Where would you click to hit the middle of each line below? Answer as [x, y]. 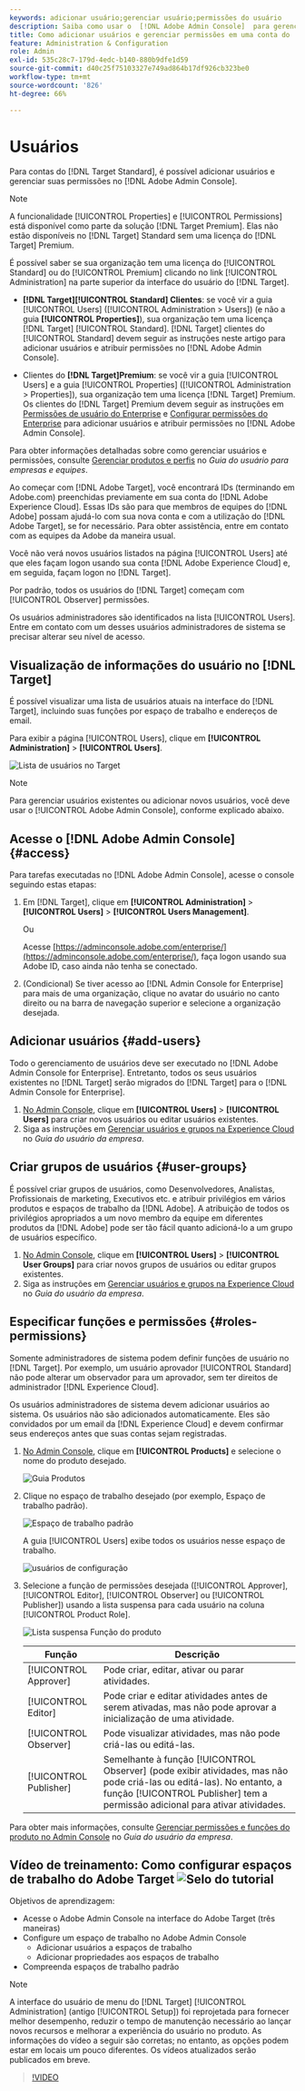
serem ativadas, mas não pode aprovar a [190, 1707]
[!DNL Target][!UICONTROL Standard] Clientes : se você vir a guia [148, 299]
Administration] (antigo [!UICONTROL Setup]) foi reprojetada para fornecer [149, 2012]
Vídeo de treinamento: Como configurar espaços [151, 1865]
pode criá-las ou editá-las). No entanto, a [193, 1782]
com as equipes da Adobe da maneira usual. [93, 535]
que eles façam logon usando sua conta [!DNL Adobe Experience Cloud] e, [150, 563]
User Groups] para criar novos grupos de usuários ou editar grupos [149, 1264]
